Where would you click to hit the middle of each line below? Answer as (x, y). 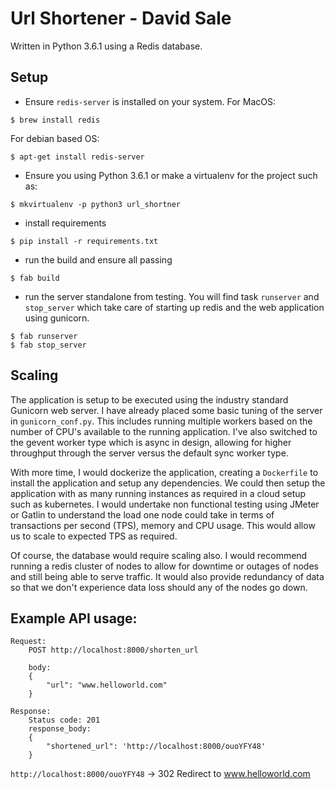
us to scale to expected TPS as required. (94, 536)
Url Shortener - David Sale (121, 18)
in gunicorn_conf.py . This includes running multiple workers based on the (161, 421)
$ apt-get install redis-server (77, 157)
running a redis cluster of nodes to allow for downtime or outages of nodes (164, 566)
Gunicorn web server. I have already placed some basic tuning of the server (166, 410)
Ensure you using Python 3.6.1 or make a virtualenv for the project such (171, 175)
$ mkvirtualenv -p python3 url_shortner (96, 204)
